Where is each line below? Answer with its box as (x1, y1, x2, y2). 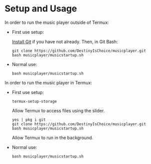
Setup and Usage (4, 3, 77, 14)
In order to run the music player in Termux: (4, 80, 93, 85)
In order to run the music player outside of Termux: (4, 19, 109, 25)
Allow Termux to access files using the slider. (11, 107, 105, 113)
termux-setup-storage (11, 99, 57, 104)
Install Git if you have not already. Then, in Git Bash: (11, 38, 118, 45)
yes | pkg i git (11, 117, 46, 122)
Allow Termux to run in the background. (11, 135, 93, 141)
